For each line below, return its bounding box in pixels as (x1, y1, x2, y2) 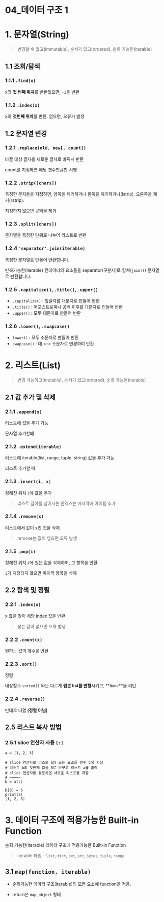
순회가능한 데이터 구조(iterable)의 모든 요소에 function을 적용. (12, 881, 132, 887)
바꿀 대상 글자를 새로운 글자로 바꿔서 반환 (5, 156, 84, 162)
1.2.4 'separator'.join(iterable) (5, 245, 85, 252)
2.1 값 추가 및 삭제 (5, 393, 55, 401)
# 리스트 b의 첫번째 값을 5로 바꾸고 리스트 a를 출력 (5, 765, 98, 770)
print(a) (5, 792, 23, 797)
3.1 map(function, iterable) (5, 867, 91, 876)
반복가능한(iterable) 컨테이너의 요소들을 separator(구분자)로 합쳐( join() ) (5, 267, 146, 273)
